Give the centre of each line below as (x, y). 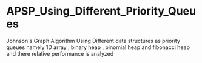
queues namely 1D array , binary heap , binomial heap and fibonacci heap (98, 47)
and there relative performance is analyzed (60, 53)
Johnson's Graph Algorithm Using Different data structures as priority (93, 41)
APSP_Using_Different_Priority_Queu (101, 11)
